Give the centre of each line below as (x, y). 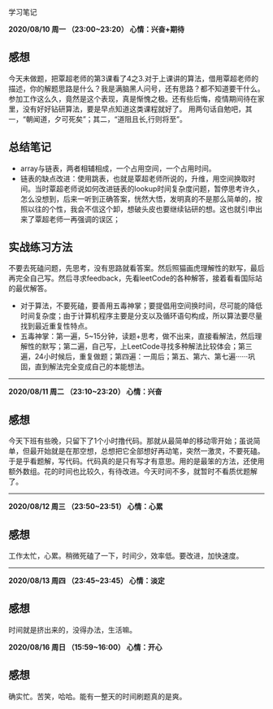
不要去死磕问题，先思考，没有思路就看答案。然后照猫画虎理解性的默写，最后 (136, 268)
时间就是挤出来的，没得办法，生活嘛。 (72, 629)
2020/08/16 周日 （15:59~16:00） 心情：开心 (85, 647)
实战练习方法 (41, 248)
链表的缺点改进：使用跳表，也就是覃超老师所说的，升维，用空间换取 (134, 178)
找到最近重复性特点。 (56, 326)
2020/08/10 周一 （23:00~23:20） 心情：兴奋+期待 (97, 29)
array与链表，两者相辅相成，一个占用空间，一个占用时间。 (118, 168)
